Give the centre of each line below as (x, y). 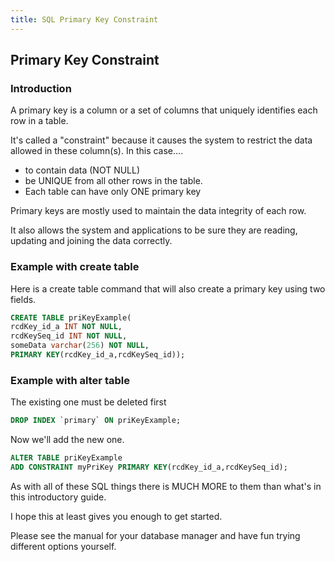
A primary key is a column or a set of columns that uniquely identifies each (164, 110)
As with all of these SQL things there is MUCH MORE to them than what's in (166, 486)
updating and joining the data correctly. (91, 241)
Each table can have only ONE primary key (113, 192)
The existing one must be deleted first (88, 402)
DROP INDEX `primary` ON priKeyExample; (96, 421)
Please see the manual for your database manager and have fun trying (155, 535)
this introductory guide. (58, 497)
